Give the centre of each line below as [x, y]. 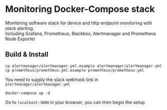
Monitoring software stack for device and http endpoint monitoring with [79, 23]
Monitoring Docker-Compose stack [80, 9]
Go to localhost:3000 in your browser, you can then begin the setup [75, 102]
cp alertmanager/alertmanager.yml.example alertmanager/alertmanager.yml [84, 66]
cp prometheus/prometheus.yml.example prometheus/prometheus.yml [74, 70]
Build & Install [27, 55]
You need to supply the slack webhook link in [52, 79]
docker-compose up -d [28, 93]
